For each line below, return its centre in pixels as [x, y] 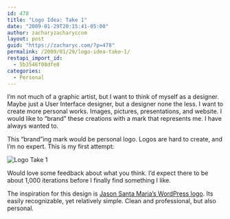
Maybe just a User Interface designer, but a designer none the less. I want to [115, 104]
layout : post [26, 39]
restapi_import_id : [35, 58]
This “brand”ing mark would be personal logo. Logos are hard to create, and [115, 139]
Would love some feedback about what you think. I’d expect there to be [108, 173]
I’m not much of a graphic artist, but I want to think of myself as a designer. [113, 97]
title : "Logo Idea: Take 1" [47, 20]
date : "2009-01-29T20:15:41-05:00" [58, 26]
